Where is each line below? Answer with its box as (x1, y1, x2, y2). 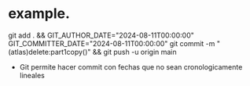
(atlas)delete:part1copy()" (8, 47, 91, 56)
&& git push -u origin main (92, 47, 177, 56)
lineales (19, 70, 45, 80)
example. (8, 5, 71, 23)
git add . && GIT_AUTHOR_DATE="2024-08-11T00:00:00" (8, 30, 194, 40)
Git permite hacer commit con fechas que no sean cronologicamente (19, 62, 243, 71)
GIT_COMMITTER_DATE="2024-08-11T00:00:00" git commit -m (8, 38, 215, 48)
